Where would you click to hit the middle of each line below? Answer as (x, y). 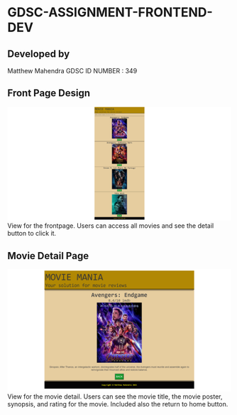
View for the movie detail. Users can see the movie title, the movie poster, (115, 396)
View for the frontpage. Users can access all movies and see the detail (111, 226)
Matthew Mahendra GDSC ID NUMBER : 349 (72, 71)
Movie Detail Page (48, 256)
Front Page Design (49, 93)
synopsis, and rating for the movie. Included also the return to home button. (118, 404)
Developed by (39, 54)
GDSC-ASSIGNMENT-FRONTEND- (110, 12)
